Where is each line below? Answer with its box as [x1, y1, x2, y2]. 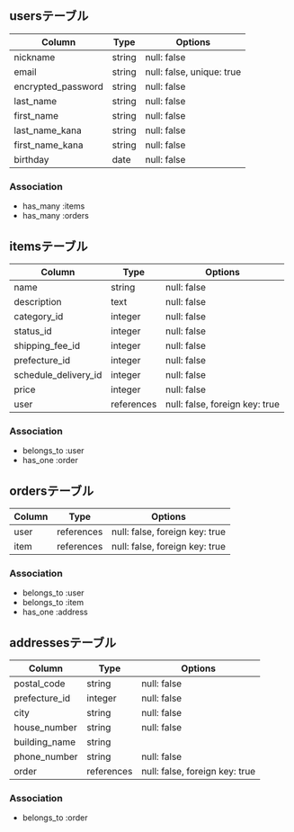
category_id [13, 309, 64, 322]
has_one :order [22, 455, 78, 466]
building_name [13, 736, 76, 748]
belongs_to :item [22, 597, 85, 608]
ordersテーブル [9, 483, 94, 498]
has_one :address [22, 606, 88, 618]
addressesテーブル [9, 635, 117, 650]
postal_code [13, 677, 66, 690]
